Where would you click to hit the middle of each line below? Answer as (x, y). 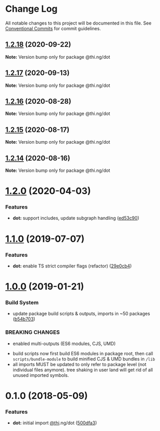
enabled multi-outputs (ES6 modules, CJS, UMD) (64, 344)
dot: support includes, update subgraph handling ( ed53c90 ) (76, 218)
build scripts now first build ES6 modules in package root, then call (83, 353)
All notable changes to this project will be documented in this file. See (78, 23)
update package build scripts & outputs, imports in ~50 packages (81, 314)
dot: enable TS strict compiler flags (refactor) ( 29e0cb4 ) (72, 266)
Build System (22, 303)
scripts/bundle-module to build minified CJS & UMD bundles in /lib (84, 359)
